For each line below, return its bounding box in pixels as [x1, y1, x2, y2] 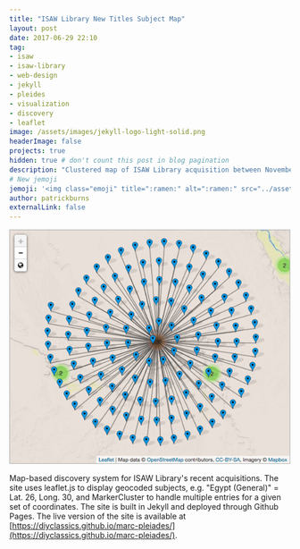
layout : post [9, 23, 58, 33]
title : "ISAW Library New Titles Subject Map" [9, 14, 186, 23]
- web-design [9, 72, 58, 80]
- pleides [9, 89, 46, 98]
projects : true [9, 147, 66, 156]
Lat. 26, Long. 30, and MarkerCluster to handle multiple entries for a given [9, 492, 281, 503]
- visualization [9, 99, 70, 108]
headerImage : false [9, 137, 82, 147]
